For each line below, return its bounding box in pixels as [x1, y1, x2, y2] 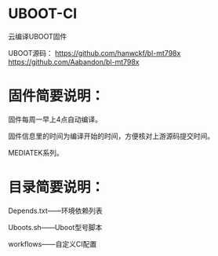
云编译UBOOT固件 [8, 31, 67, 41]
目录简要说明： [8, 178, 105, 196]
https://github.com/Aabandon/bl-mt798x [8, 57, 140, 67]
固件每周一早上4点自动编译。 [8, 115, 103, 124]
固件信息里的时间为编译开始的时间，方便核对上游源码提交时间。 [8, 131, 214, 141]
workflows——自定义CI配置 [8, 239, 97, 248]
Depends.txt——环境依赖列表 [8, 206, 104, 215]
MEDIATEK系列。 [8, 148, 64, 157]
